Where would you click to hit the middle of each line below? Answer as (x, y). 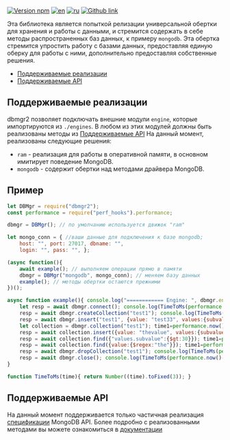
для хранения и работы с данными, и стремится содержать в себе (105, 31)
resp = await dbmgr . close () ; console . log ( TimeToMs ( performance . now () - (122, 358)
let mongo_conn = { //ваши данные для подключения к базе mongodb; (105, 238)
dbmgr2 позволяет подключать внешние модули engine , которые (102, 119)
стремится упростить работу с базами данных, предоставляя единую (110, 46)
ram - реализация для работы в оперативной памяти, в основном (113, 154)
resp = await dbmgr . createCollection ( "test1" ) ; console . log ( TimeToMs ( (122, 313)
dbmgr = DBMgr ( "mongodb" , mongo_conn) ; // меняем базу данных (110, 275)
